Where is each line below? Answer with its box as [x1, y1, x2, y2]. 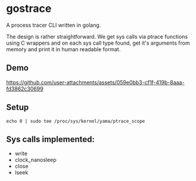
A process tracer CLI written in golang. [6, 21, 101, 29]
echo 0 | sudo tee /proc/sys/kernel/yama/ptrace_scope [6, 118, 145, 124]
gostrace [6, 2, 52, 15]
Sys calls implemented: [6, 134, 95, 144]
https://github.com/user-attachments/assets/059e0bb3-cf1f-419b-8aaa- [6, 79, 185, 86]
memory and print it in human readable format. [6, 45, 121, 52]
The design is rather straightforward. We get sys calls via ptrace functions [6, 33, 188, 40]
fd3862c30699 [6, 85, 43, 92]
